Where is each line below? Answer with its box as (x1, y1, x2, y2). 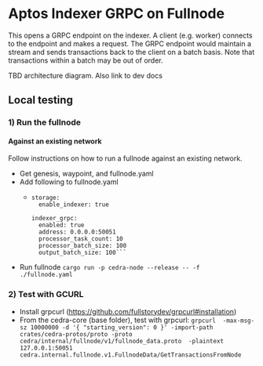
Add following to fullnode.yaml (19, 177, 119, 187)
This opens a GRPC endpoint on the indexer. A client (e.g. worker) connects (8, 31, 253, 40)
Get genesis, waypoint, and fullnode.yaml (19, 169, 155, 179)
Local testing (8, 93, 73, 107)
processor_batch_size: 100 (38, 242, 127, 250)
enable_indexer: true (38, 201, 110, 208)
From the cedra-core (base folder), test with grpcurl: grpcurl (19, 315, 216, 324)
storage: (31, 194, 60, 202)
